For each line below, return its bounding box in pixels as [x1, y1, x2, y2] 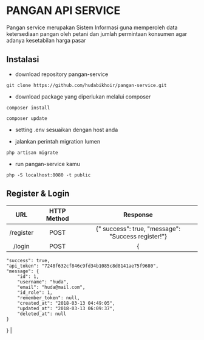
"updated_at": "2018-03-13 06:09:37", [17, 305, 115, 311]
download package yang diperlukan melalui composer [15, 92, 151, 100]
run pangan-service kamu [15, 160, 81, 167]
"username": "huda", [17, 279, 69, 285]
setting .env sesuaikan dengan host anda [15, 126, 118, 133]
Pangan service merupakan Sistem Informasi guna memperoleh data [6, 24, 178, 31]
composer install [6, 105, 50, 111]
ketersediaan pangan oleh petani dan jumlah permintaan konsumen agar [6, 30, 188, 37]
